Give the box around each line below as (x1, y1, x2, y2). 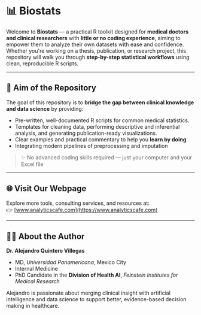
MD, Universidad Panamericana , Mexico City (14, 259, 127, 266)
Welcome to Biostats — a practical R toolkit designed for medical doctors (6, 28, 189, 35)
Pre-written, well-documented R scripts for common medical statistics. (14, 117, 190, 124)
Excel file (20, 160, 44, 168)
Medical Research (14, 278, 60, 285)
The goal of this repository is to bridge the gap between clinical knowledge (6, 99, 194, 106)
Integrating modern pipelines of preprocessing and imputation (14, 142, 168, 149)
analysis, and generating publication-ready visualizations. (14, 129, 157, 137)
